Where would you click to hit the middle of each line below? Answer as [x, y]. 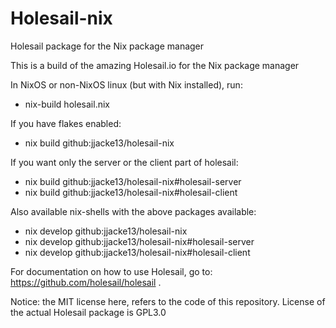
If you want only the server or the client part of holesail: [124, 162]
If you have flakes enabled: [66, 123]
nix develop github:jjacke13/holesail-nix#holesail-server [139, 241]
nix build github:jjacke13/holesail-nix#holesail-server [133, 181]
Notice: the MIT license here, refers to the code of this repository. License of [168, 301]
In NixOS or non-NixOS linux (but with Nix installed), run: [126, 84]
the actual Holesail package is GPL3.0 [88, 312]
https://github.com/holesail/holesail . [86, 282]
